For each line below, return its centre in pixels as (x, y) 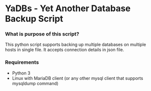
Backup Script (34, 19)
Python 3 (21, 73)
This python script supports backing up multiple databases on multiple (76, 45)
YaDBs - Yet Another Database (68, 9)
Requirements (22, 62)
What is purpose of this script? (42, 34)
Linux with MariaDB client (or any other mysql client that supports (77, 78)
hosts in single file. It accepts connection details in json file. (65, 50)
